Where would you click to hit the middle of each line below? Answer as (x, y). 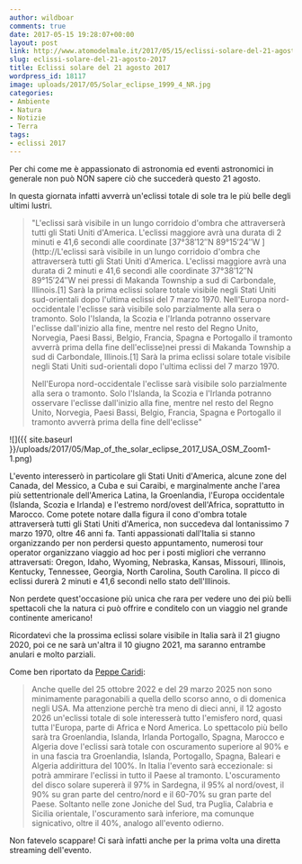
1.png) (21, 458)
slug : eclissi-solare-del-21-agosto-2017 (88, 59)
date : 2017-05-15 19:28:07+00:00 (72, 34)
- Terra (24, 127)
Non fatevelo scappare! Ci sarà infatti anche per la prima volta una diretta (145, 840)
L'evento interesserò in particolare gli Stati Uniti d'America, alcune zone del (148, 476)
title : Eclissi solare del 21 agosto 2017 (90, 68)
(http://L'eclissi (59, 251)
